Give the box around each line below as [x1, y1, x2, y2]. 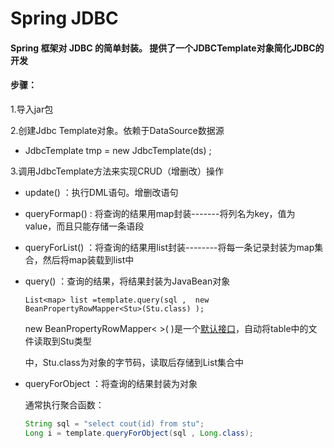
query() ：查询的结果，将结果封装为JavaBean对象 [24, 275, 231, 287]
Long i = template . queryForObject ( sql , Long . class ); [24, 428, 255, 438]
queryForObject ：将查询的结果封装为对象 [24, 377, 198, 389]
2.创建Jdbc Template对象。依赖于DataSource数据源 [10, 124, 225, 136]
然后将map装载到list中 [42, 253, 135, 266]
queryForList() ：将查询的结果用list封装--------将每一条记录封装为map [24, 241, 315, 253]
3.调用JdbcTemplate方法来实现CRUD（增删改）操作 [10, 165, 224, 177]
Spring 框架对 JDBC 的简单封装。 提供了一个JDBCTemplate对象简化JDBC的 [10, 42, 325, 54]
